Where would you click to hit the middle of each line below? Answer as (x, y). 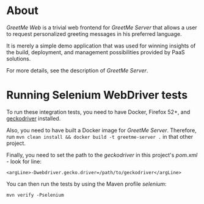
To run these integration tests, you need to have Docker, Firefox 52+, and (98, 112)
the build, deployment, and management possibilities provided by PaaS (96, 52)
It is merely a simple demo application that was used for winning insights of (101, 46)
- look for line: (24, 161)
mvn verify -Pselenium (35, 195)
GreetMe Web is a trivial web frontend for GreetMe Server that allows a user (102, 27)
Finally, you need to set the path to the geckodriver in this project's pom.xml (102, 155)
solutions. (19, 58)
